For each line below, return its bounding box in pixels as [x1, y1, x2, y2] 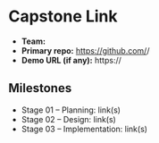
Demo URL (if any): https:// [21, 55, 122, 65]
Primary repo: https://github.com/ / [21, 45, 150, 55]
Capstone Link [8, 6, 118, 27]
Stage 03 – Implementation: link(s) [21, 123, 148, 134]
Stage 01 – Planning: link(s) [21, 105, 121, 115]
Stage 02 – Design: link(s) [21, 114, 117, 124]
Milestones [8, 80, 72, 96]
